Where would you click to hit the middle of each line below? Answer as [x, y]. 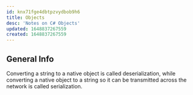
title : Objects [26, 18]
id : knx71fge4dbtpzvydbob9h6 [43, 12]
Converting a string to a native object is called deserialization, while [91, 73]
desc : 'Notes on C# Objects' [43, 23]
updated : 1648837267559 [37, 29]
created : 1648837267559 [37, 34]
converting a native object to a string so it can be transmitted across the [96, 80]
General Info [30, 59]
